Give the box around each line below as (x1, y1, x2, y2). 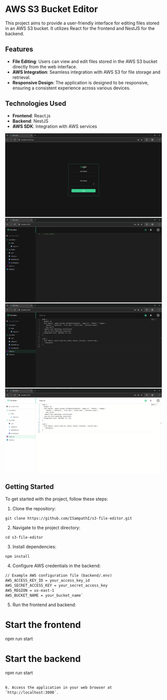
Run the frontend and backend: (12, 602, 77, 608)
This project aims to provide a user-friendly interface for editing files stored (5, 20, 160, 26)
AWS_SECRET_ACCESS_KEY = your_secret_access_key (5, 583, 108, 588)
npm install (5, 554, 30, 559)
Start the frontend (5, 619, 81, 630)
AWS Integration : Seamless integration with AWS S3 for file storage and (12, 69, 161, 75)
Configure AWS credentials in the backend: (12, 563, 101, 569)
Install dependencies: (12, 543, 57, 550)
